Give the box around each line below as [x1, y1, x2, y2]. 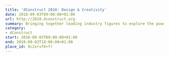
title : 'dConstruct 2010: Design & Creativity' [5, 7, 107, 12]
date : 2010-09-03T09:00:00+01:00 [5, 12, 75, 17]
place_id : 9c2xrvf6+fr [5, 44, 53, 49]
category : [5, 26, 26, 31]
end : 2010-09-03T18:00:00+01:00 [5, 40, 73, 45]
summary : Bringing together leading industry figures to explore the [5, 21, 154, 26]
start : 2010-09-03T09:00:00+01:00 [5, 35, 78, 40]
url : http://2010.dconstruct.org [5, 16, 75, 21]
